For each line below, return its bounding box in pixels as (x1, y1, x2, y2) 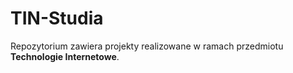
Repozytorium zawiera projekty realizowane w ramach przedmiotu (10, 40, 284, 52)
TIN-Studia (10, 7, 104, 30)
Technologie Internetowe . (10, 50, 120, 62)
